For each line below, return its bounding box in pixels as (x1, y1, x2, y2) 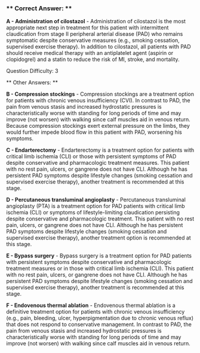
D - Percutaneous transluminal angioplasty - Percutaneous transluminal (6, 196, 186, 204)
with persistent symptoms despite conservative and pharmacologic (6, 259, 172, 266)
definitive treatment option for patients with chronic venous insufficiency (6, 308, 185, 315)
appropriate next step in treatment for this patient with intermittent (6, 24, 169, 31)
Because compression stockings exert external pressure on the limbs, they (6, 122, 190, 130)
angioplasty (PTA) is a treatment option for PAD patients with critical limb (6, 202, 185, 210)
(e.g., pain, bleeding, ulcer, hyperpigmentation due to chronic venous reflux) (6, 315, 194, 322)
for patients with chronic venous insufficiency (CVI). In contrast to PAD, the (6, 97, 190, 104)
